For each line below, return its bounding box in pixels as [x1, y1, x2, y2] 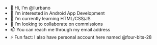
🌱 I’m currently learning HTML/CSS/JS [10, 16, 91, 21]
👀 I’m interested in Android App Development [10, 10, 105, 16]
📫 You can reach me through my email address [10, 27, 111, 32]
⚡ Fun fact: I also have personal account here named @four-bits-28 [10, 34, 152, 40]
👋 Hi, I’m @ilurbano [10, 5, 51, 11]
